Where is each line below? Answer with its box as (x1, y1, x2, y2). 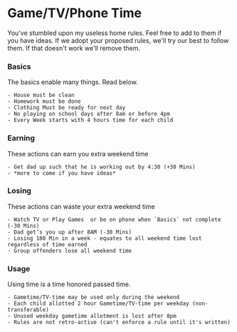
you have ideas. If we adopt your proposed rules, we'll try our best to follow (7, 36, 229, 44)
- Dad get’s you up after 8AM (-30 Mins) (7, 228, 132, 236)
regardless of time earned (7, 241, 88, 248)
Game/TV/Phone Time (7, 5, 142, 21)
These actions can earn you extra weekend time (7, 149, 149, 158)
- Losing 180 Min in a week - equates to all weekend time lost (7, 234, 202, 242)
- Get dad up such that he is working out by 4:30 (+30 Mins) (7, 163, 196, 171)
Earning (7, 134, 36, 144)
